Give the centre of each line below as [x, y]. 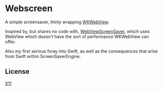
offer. [10, 41]
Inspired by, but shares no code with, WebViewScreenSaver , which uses [77, 31]
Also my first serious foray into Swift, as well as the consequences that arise [81, 51]
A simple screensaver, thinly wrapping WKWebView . [57, 22]
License [17, 72]
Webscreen [29, 9]
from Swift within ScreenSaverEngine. [43, 56]
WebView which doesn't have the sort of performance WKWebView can [77, 36]
